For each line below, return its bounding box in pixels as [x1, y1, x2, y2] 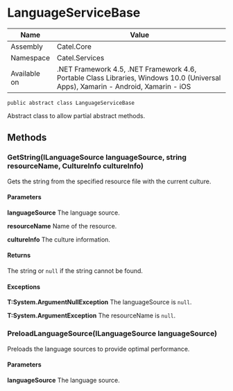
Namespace [10, 53, 51, 63]
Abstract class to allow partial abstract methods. [7, 111, 146, 119]
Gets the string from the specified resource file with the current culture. [7, 177, 212, 185]
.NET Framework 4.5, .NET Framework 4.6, [56, 64, 197, 74]
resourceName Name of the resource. [7, 222, 117, 230]
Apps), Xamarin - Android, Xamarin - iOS [56, 81, 191, 91]
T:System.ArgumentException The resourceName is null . [7, 311, 176, 320]
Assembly [10, 42, 44, 51]
